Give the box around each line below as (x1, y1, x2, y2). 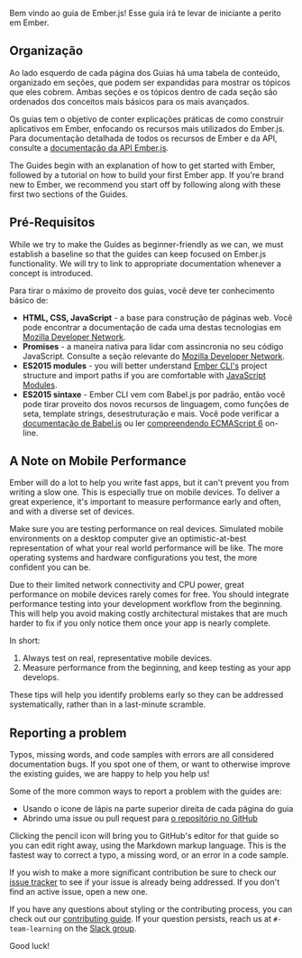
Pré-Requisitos (9, 215, 96, 230)
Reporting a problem (9, 725, 127, 740)
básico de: (9, 294, 49, 305)
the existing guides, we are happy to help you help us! (9, 768, 210, 779)
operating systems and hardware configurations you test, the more (9, 553, 258, 563)
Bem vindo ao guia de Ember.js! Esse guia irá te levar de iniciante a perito (9, 8, 281, 18)
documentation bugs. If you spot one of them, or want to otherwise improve (9, 758, 291, 770)
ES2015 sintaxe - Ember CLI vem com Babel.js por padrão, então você (22, 388, 286, 400)
